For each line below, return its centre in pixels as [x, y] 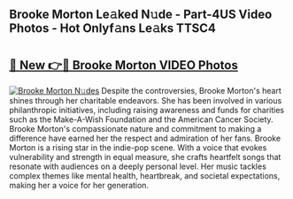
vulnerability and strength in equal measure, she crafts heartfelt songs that [145, 157]
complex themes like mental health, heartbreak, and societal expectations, [145, 176]
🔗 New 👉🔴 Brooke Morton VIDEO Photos [124, 65]
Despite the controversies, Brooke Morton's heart [191, 91]
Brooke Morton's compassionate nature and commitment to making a [135, 129]
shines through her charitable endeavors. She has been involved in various [146, 100]
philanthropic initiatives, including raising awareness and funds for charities [147, 110]
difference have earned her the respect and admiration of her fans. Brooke [145, 138]
